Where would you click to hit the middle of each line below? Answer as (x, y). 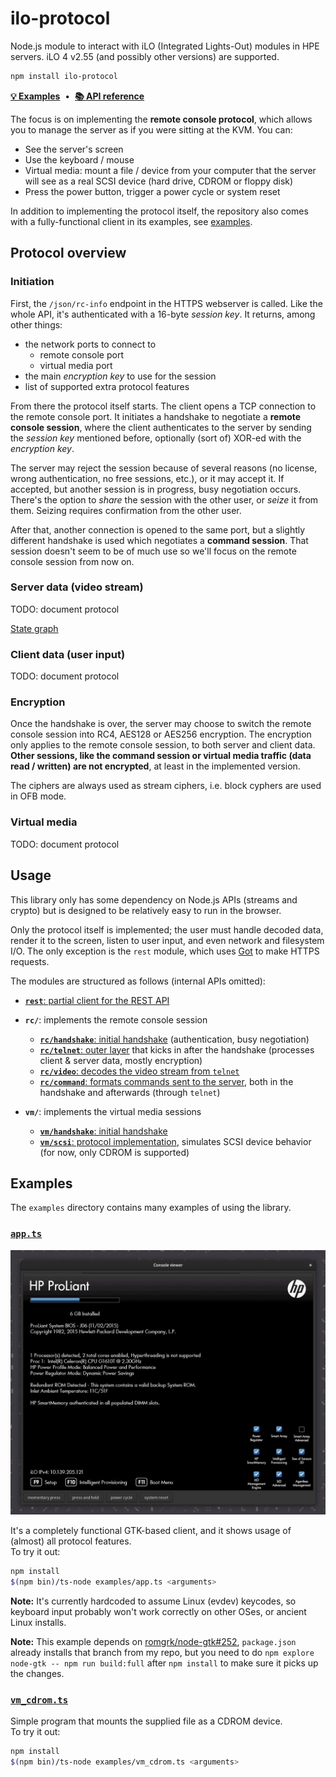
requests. (30, 961)
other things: (36, 324)
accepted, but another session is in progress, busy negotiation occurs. (156, 489)
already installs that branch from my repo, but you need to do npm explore (162, 1652)
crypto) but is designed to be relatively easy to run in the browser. (146, 910)
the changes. (37, 1673)
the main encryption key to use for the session (120, 376)
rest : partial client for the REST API (97, 1000)
